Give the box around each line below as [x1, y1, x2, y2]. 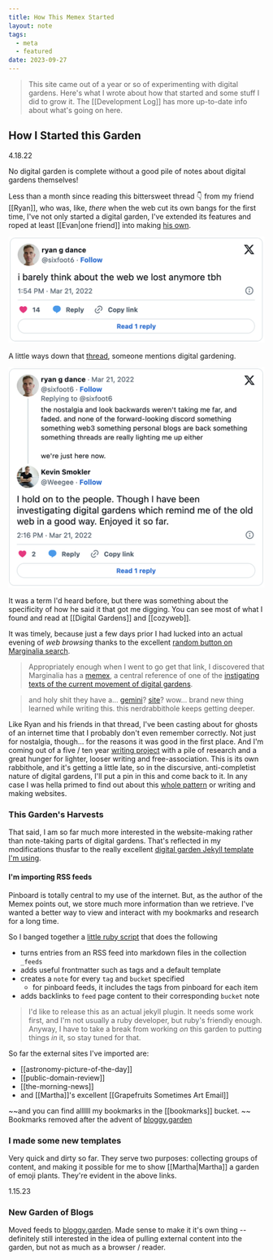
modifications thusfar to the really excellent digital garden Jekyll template [8, 845, 254, 855]
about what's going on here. [28, 106, 123, 115]
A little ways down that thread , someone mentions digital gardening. [8, 351, 236, 361]
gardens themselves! [8, 175, 79, 185]
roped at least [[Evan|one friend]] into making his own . [8, 220, 191, 230]
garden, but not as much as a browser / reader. [8, 1242, 167, 1253]
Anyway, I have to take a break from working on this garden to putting [28, 1024, 262, 1034]
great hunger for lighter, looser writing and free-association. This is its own [8, 754, 259, 764]
